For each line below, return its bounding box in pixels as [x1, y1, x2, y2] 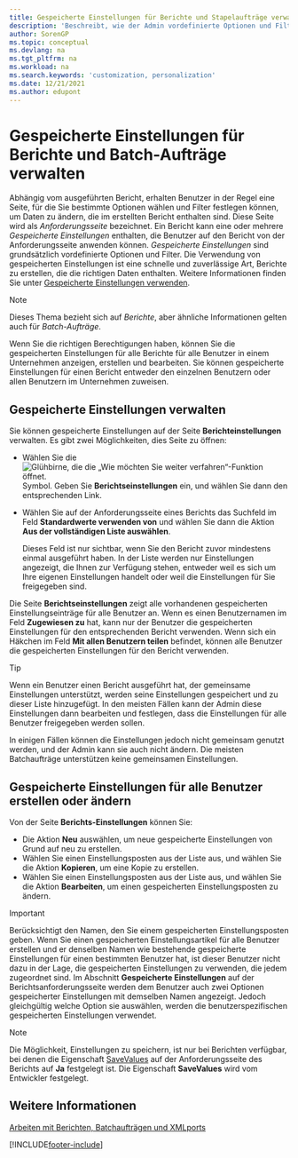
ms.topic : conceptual [9, 37, 90, 47]
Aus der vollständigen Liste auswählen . [21, 526, 171, 537]
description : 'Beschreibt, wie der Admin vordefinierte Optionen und [9, 21, 272, 30]
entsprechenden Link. [21, 490, 102, 501]
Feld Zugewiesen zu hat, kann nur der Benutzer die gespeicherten [9, 617, 253, 628]
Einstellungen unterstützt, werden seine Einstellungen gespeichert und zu [9, 689, 278, 700]
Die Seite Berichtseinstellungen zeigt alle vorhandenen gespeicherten [9, 599, 268, 609]
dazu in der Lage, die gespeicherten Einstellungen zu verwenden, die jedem [9, 963, 287, 973]
